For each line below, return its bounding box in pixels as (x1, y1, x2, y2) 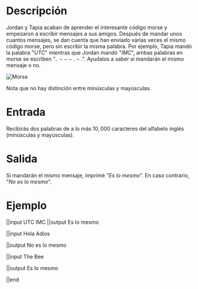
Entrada (6, 106, 46, 119)
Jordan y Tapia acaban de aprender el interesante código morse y (6, 24, 168, 31)
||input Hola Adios (6, 230, 50, 237)
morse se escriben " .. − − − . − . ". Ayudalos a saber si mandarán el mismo (6, 55, 184, 62)
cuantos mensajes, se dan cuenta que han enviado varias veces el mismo (6, 36, 186, 43)
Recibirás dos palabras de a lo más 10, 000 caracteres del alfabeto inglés (6, 125, 184, 132)
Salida (6, 153, 37, 166)
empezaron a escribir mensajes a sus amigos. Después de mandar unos (6, 30, 183, 37)
